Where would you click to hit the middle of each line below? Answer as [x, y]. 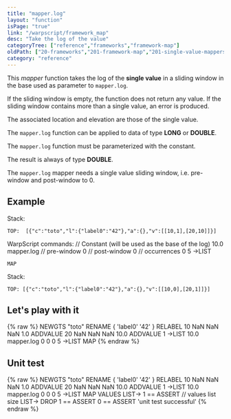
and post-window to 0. [63, 180]
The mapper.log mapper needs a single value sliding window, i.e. [98, 172]
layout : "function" [35, 20]
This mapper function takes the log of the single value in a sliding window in [115, 78]
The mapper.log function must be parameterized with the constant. [101, 146]
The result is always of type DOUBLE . [60, 159]
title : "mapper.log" [37, 13]
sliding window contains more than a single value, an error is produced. [108, 106]
